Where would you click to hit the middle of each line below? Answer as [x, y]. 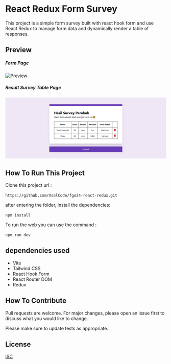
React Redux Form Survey [61, 9]
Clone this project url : [29, 185]
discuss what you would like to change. [47, 318]
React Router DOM [32, 279]
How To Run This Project [45, 173]
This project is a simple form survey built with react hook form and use [80, 23]
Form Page [17, 63]
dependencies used [38, 251]
